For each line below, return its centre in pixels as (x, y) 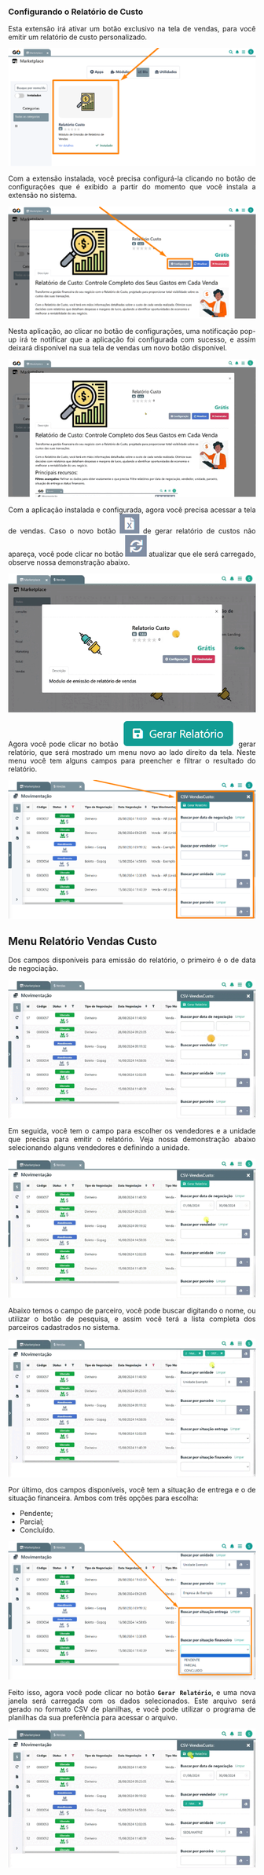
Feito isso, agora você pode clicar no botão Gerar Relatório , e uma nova (132, 1693)
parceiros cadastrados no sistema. (64, 1327)
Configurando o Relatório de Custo (76, 12)
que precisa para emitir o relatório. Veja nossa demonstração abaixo (132, 1139)
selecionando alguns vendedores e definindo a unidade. (99, 1148)
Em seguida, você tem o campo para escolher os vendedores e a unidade (132, 1131)
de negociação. (33, 968)
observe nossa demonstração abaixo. (69, 562)
